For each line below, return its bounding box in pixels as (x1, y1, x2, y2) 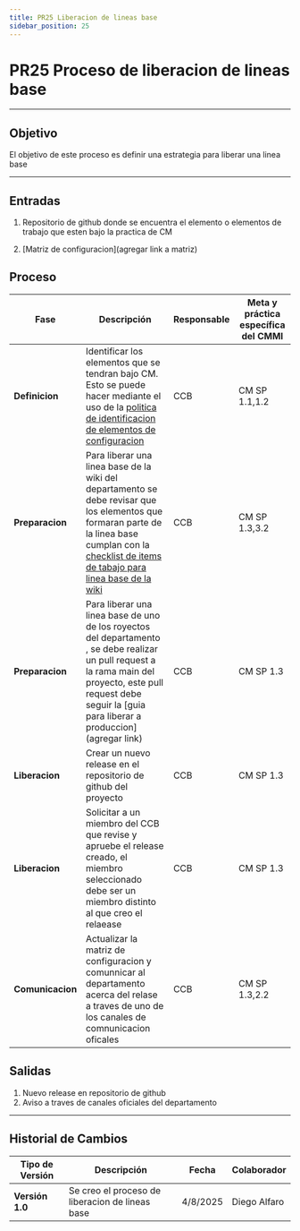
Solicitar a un (85, 806, 141, 818)
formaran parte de (85, 516, 162, 528)
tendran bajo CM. (85, 367, 159, 380)
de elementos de (85, 423, 156, 435)
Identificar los (85, 345, 144, 357)
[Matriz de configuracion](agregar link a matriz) (21, 244, 198, 255)
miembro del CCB (85, 816, 160, 829)
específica (239, 319, 286, 331)
